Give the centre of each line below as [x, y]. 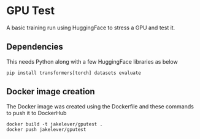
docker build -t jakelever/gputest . [55, 124]
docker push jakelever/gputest [46, 129]
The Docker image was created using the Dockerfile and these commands [100, 106]
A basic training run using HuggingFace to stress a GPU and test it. [91, 28]
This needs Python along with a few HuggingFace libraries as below [92, 61]
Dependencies [35, 47]
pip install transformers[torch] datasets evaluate [74, 73]
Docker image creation [51, 92]
